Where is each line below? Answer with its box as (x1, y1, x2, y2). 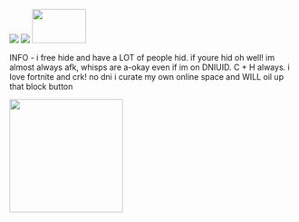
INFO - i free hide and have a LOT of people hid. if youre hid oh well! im (9, 53, 275, 63)
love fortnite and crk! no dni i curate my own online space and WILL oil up (9, 72, 284, 82)
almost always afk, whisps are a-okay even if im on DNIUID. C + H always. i (9, 62, 290, 72)
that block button (9, 82, 73, 92)
